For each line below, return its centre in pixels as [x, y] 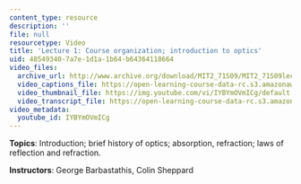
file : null [30, 34]
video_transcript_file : [61, 101]
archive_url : [42, 76]
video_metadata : [39, 110]
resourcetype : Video [48, 43]
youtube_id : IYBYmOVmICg [64, 118]
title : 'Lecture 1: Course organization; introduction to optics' [136, 51]
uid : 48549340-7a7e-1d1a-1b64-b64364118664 [92, 59]
